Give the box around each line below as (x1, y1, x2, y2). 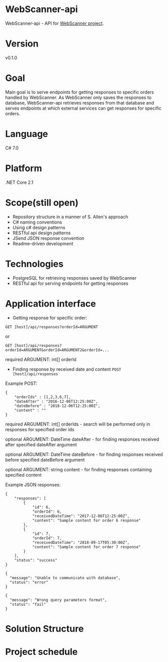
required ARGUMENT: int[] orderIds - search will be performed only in (5, 421, 150, 427)
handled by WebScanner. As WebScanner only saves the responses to (5, 94, 152, 100)
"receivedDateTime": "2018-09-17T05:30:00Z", (32, 540, 130, 545)
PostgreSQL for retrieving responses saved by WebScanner (12, 275, 137, 281)
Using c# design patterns (12, 224, 66, 230)
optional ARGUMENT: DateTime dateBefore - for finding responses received (5, 451, 163, 457)
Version (5, 38, 39, 49)
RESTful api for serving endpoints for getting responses (12, 280, 129, 286)
